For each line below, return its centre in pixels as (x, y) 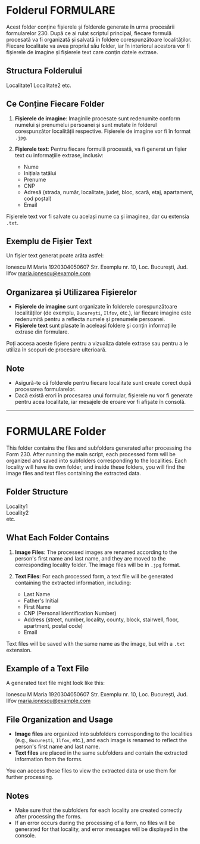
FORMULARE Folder (56, 432)
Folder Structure (37, 492)
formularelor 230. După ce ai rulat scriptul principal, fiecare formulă (89, 33)
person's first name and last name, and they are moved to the (90, 558)
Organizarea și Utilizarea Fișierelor (71, 292)
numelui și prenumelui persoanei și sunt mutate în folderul (86, 124)
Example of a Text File (48, 669)
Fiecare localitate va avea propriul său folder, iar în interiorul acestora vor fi (98, 46)
